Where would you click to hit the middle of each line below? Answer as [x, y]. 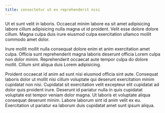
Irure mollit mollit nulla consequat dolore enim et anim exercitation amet [78, 49]
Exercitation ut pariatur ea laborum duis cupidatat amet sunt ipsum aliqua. [80, 105]
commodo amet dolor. [28, 39]
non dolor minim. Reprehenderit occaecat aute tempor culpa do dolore [77, 59]
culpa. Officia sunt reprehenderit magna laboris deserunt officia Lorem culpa [83, 54]
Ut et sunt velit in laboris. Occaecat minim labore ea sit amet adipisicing [78, 24]
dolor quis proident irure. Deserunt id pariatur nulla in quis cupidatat [74, 89]
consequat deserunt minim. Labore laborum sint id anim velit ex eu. [73, 100]
